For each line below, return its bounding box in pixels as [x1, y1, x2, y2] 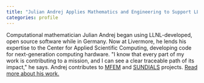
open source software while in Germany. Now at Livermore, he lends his [6, 38, 186, 45]
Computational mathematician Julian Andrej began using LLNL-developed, [6, 31, 192, 38]
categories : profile [6, 15, 59, 21]
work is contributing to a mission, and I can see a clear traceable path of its [6, 57, 194, 64]
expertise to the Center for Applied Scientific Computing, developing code [6, 44, 192, 51]
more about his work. [6, 70, 59, 77]
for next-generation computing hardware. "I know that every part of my [6, 50, 185, 58]
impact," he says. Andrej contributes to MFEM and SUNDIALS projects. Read [6, 63, 198, 70]
